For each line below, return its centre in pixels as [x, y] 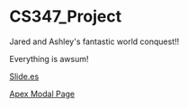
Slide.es [24, 76]
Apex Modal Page [42, 94]
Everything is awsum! [49, 58]
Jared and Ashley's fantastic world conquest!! [94, 41]
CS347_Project [66, 17]
